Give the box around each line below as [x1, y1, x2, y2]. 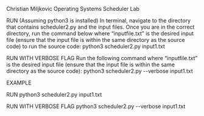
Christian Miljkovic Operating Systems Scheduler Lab [6, 5, 140, 12]
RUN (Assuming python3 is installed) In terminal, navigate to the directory [6, 17, 191, 24]
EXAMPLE [6, 79, 32, 86]
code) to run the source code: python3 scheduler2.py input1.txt [6, 43, 166, 50]
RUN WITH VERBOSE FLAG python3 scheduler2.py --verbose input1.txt [6, 103, 186, 110]
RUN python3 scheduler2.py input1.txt [6, 91, 102, 98]
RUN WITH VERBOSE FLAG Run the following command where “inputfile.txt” [6, 55, 198, 61]
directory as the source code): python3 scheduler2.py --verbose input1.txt [6, 67, 193, 75]
